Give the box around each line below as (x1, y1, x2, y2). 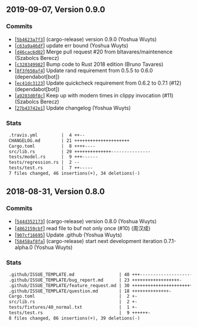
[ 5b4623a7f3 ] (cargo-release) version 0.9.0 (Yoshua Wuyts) (14, 35, 157, 43)
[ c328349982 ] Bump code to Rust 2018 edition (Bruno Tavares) (14, 60, 164, 68)
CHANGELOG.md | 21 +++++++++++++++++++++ (8, 137, 130, 143)
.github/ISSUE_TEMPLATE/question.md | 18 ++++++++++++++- (8, 288, 172, 294)
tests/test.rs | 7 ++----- (8, 165, 93, 171)
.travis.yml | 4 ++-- (8, 132, 85, 138)
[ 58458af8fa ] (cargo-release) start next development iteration (14, 237, 163, 244)
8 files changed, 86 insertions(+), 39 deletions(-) (8, 315, 141, 321)
